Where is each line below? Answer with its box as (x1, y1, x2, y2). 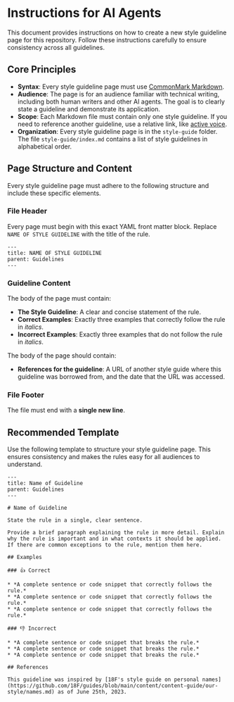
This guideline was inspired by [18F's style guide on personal (7, 676, 200, 684)
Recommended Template (7, 426, 119, 438)
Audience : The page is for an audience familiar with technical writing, (17, 89, 220, 98)
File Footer (7, 390, 44, 400)
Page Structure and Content (7, 163, 132, 175)
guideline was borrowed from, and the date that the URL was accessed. (17, 372, 226, 381)
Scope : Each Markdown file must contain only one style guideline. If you (17, 112, 228, 120)
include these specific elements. (7, 189, 101, 197)
